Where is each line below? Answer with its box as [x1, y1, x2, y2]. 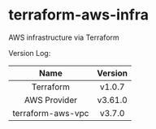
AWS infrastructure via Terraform [8, 32, 119, 42]
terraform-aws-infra [8, 6, 149, 24]
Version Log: [8, 48, 51, 58]
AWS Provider [24, 94, 77, 105]
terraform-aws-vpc [12, 107, 89, 118]
